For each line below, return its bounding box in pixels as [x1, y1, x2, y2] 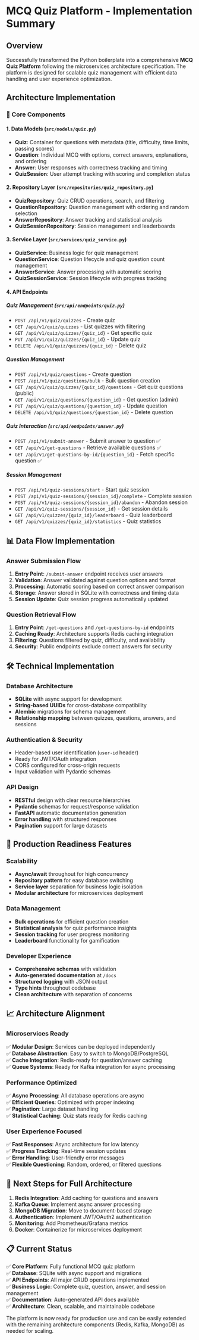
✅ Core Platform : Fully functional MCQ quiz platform [6, 1263, 135, 1270]
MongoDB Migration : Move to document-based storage [14, 1207, 153, 1214]
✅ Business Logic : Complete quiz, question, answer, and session [6, 1283, 166, 1290]
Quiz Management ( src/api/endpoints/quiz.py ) [6, 302, 125, 309]
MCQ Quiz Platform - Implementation [6, 4, 193, 18]
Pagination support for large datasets [14, 822, 108, 829]
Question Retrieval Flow [6, 611, 77, 618]
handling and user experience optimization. [6, 76, 112, 82]
